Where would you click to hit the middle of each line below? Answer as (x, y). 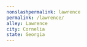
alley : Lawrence (27, 23)
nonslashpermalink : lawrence (43, 12)
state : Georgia (26, 35)
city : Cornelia (26, 29)
